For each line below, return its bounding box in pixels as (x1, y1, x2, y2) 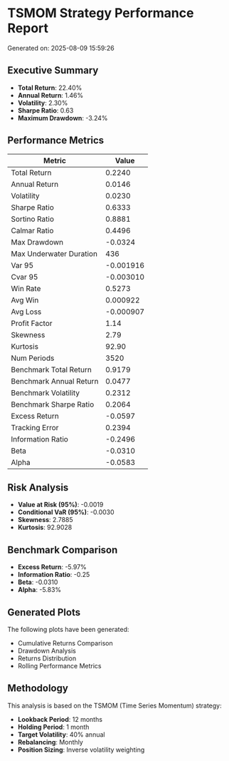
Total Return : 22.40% (17, 83, 82, 92)
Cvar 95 (11, 272, 38, 282)
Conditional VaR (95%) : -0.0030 (17, 508, 115, 516)
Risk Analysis (7, 481, 69, 494)
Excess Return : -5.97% (17, 563, 87, 571)
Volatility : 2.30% (17, 98, 68, 107)
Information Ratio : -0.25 (17, 571, 90, 579)
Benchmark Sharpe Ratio (11, 399, 95, 409)
